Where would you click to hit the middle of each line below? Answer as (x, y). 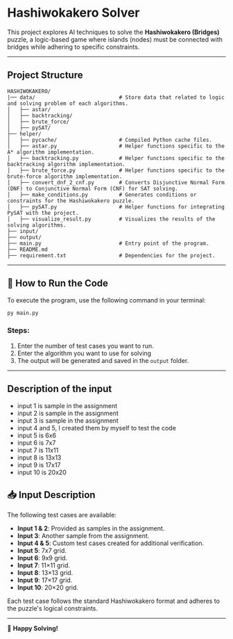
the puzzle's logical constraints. (53, 608)
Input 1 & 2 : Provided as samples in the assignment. (91, 528)
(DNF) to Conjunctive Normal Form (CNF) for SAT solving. (93, 188)
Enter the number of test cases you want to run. (85, 346)
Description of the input (60, 389)
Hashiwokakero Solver (74, 13)
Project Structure (45, 75)
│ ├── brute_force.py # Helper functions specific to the (116, 170)
